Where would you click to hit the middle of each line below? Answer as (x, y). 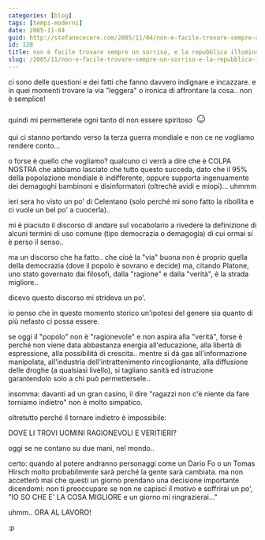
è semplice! (27, 99)
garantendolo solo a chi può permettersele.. (79, 378)
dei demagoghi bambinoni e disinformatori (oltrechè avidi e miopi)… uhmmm (132, 186)
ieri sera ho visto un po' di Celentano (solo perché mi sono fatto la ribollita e (131, 201)
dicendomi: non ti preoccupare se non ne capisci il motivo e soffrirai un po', (131, 488)
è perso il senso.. (36, 242)
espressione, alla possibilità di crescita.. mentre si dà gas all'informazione (127, 353)
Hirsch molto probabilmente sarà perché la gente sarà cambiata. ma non (125, 471)
